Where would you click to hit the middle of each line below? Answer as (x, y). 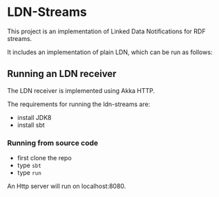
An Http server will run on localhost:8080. (67, 186)
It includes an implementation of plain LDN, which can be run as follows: (110, 52)
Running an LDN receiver (62, 74)
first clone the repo (44, 158)
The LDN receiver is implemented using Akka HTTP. (81, 90)
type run (29, 173)
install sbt (31, 125)
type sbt (29, 165)
